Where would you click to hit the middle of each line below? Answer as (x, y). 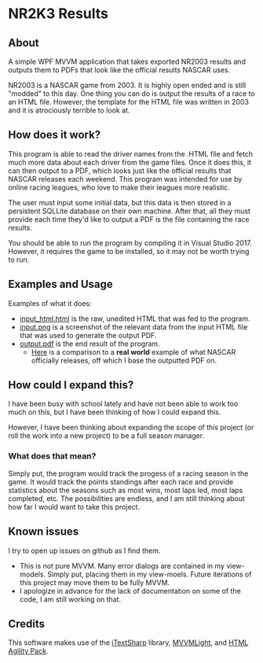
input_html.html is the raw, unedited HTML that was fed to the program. (135, 319)
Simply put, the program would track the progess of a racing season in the (128, 473)
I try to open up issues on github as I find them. (84, 551)
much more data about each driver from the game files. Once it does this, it (130, 162)
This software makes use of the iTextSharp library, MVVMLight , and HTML (128, 643)
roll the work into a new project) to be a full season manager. (106, 436)
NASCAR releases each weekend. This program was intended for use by (125, 179)
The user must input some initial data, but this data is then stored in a (120, 202)
